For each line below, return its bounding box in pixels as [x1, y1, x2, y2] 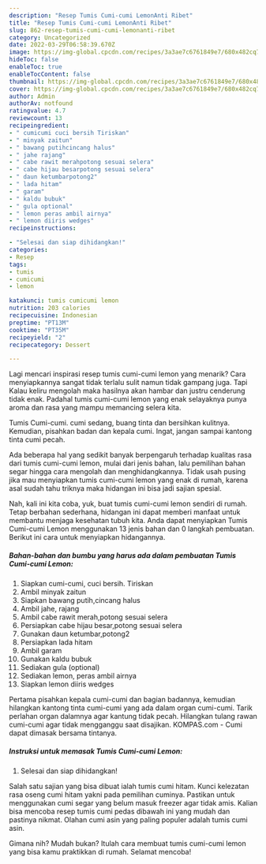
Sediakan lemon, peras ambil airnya [20, 671, 137, 681]
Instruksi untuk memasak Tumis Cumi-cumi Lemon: [9, 746, 183, 756]
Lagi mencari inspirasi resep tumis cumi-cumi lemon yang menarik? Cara [9, 369, 246, 379]
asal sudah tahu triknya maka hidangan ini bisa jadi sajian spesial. [9, 484, 222, 493]
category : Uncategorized [9, 33, 91, 42]
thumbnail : [9, 77, 45, 85]
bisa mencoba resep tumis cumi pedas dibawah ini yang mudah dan [9, 806, 230, 817]
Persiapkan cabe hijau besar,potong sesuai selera [20, 621, 182, 630]
